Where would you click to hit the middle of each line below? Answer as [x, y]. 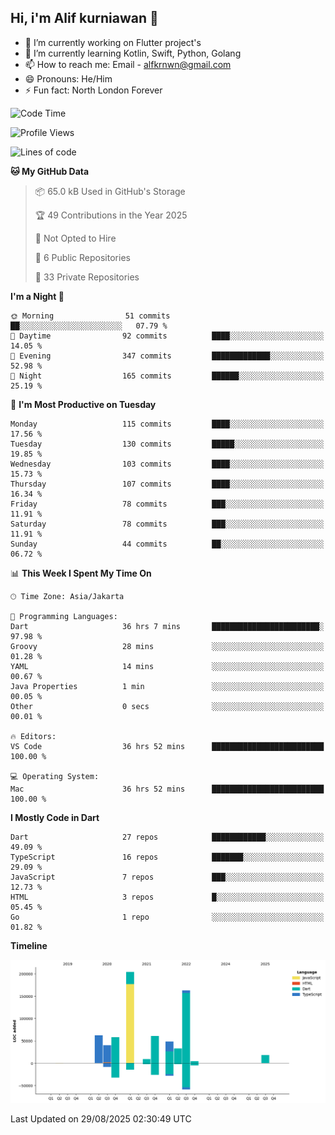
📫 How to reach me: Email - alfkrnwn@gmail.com [128, 64]
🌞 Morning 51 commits [90, 316]
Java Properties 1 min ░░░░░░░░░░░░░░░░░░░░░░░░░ [167, 686]
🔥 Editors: [33, 736]
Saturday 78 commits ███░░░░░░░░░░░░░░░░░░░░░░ [167, 524]
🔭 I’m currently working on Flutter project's [113, 42]
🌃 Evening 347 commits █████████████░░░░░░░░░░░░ [167, 356]
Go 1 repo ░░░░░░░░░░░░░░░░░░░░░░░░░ [167, 917]
